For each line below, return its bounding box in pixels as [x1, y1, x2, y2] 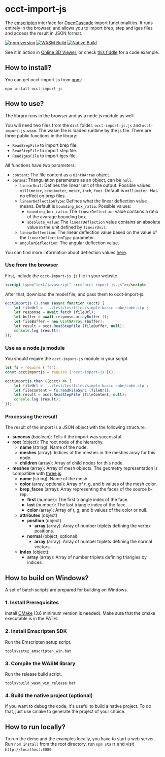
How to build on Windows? [5, 574, 89, 582]
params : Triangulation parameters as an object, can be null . [12, 177, 133, 183]
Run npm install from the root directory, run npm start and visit [5, 741, 134, 747]
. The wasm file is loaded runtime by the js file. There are [36, 127, 152, 133]
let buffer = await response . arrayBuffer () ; [14, 314, 109, 320]
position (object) [27, 518, 62, 524]
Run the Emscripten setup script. [5, 639, 71, 645]
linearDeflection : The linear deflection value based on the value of [19, 229, 157, 235]
